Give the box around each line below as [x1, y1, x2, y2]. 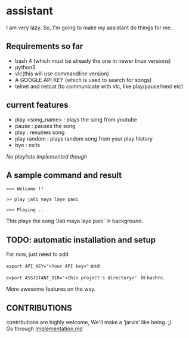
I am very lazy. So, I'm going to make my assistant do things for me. [6, 24, 172, 31]
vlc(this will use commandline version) [14, 70, 109, 77]
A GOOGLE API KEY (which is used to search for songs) [14, 76, 152, 83]
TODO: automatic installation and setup [6, 235, 156, 245]
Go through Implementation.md [6, 325, 83, 332]
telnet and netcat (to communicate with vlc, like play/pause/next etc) [14, 83, 184, 90]
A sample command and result [6, 170, 122, 180]
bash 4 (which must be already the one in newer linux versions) [14, 57, 171, 64]
